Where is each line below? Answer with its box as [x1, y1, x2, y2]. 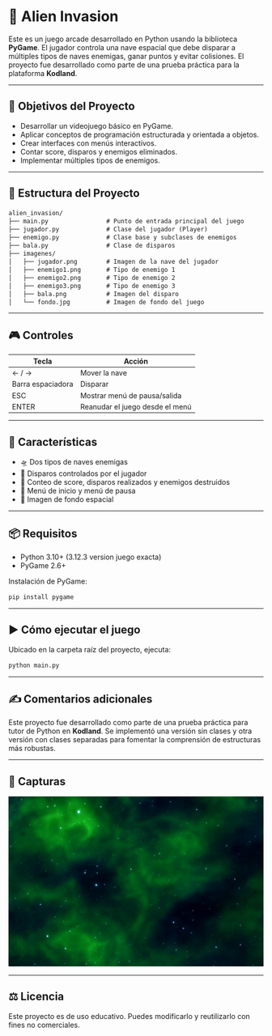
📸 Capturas [8, 775, 66, 788]
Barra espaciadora [11, 380, 74, 389]
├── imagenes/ [8, 249, 57, 257]
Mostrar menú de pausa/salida [79, 390, 182, 400]
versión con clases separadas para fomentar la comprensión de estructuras [8, 735, 261, 745]
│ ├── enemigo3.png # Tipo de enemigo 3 [8, 282, 176, 290]
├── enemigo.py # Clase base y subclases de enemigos [8, 233, 237, 241]
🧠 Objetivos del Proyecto [8, 100, 135, 113]
